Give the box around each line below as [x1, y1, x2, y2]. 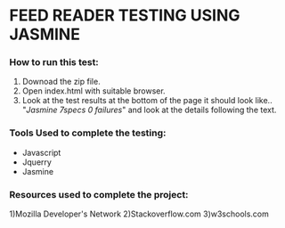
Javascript [21, 147, 61, 158]
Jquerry [21, 157, 52, 167]
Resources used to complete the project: [9, 188, 189, 200]
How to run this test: [9, 56, 100, 69]
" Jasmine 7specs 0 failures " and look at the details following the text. [21, 104, 277, 116]
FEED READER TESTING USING [9, 5, 240, 26]
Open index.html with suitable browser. [21, 85, 167, 96]
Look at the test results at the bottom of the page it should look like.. [21, 95, 273, 106]
